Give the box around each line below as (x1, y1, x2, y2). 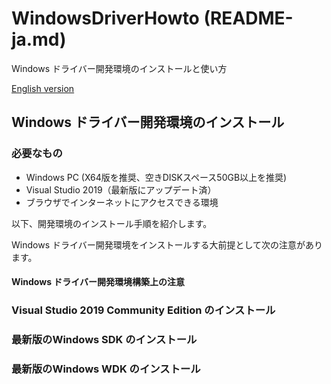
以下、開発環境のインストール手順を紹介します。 (11, 217, 213, 229)
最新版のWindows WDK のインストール (11, 362, 201, 376)
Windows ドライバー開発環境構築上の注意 (11, 276, 186, 288)
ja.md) (11, 28, 67, 51)
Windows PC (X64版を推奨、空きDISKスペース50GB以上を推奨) (25, 171, 288, 183)
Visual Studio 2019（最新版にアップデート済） (25, 183, 217, 196)
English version (11, 82, 75, 94)
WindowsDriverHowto (11, 7, 200, 30)
